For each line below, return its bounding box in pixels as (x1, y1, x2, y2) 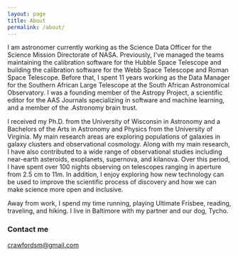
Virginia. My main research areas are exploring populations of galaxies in (7, 132, 221, 141)
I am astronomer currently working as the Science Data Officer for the (7, 43, 212, 52)
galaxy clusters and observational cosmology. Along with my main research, (7, 140, 231, 149)
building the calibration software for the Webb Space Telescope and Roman (7, 65, 229, 75)
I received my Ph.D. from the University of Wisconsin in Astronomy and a (7, 117, 221, 126)
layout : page (7, 10, 46, 18)
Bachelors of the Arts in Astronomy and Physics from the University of (7, 125, 213, 134)
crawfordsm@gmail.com (7, 240, 80, 249)
